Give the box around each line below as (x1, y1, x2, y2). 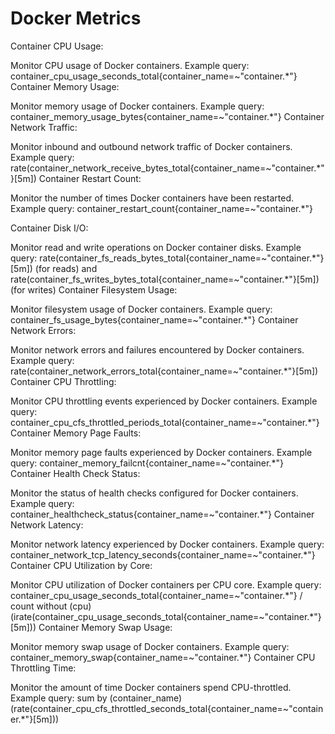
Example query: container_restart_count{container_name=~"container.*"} (10, 202, 314, 214)
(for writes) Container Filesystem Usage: (10, 283, 178, 296)
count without (10, 600, 68, 612)
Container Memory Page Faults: (10, 427, 142, 439)
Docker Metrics (10, 7, 142, 30)
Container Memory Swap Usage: (38, 621, 173, 633)
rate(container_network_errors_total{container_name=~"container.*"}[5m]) (10, 365, 319, 377)
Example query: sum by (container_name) (10, 692, 183, 704)
